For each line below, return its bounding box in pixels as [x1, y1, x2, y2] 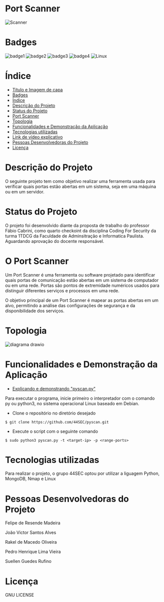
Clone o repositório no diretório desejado [12, 410, 96, 416]
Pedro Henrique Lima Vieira [5, 549, 61, 555]
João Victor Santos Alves [5, 530, 57, 536]
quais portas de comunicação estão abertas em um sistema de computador [5, 277, 159, 283]
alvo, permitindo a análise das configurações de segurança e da [5, 302, 135, 308]
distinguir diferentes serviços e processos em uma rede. [5, 287, 120, 293]
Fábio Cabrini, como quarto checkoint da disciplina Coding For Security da [5, 228, 157, 233]
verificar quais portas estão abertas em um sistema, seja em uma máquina [5, 184, 157, 189]
